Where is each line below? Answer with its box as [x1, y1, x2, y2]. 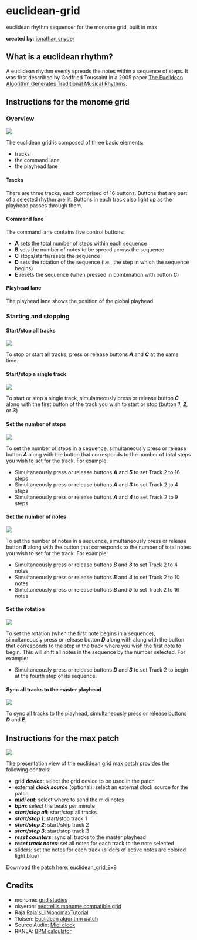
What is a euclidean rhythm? [6, 52, 113, 62]
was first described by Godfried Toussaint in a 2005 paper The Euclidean [6, 73, 184, 80]
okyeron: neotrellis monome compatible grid [14, 902, 122, 909]
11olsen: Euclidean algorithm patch [14, 915, 98, 922]
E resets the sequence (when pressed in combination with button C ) [14, 271, 179, 278]
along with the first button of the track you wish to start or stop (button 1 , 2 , [6, 401, 188, 408]
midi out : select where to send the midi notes [14, 796, 124, 803]
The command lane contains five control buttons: [6, 228, 125, 236]
